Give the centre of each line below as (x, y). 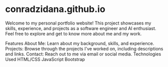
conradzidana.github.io (55, 9)
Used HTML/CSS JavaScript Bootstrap (45, 59)
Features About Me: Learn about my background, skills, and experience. (80, 43)
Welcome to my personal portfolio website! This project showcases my (78, 23)
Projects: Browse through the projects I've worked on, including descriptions (84, 48)
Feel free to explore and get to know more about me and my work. (73, 33)
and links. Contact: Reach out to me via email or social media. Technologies (83, 54)
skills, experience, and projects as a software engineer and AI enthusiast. (81, 28)
